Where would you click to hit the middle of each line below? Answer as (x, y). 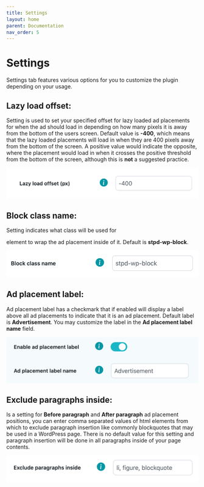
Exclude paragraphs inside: (59, 400)
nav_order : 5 (23, 32)
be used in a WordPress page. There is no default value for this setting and (100, 434)
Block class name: (42, 216)
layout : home (23, 19)
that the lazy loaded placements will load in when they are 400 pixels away (100, 140)
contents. (18, 447)
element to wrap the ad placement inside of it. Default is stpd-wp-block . (97, 242)
